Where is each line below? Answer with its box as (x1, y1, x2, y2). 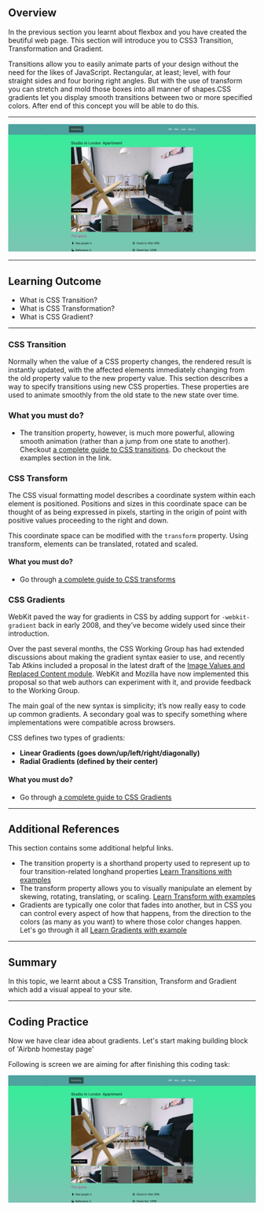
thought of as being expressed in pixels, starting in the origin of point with (8, 507, 247, 516)
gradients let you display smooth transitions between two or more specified (8, 92, 253, 102)
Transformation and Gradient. (8, 43, 104, 54)
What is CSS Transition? (19, 295, 98, 305)
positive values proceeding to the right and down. (8, 515, 169, 525)
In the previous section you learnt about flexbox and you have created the (8, 27, 247, 36)
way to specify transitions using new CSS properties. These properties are (8, 382, 249, 392)
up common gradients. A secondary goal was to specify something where (8, 710, 247, 719)
